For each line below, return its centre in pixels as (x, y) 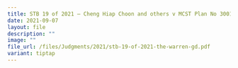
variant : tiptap (31, 54)
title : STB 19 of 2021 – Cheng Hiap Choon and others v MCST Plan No (112, 14)
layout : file (27, 27)
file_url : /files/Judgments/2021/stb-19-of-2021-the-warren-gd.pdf (109, 47)
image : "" (22, 40)
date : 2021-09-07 (33, 21)
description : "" (31, 34)
